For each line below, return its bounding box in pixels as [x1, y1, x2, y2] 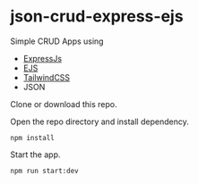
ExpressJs [22, 53, 62, 63]
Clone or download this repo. [10, 98, 117, 109]
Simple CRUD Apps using [10, 36, 104, 46]
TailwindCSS [22, 71, 71, 82]
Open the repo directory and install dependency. [10, 116, 189, 127]
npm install [10, 133, 55, 142]
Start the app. [10, 149, 61, 160]
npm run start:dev [10, 166, 79, 175]
